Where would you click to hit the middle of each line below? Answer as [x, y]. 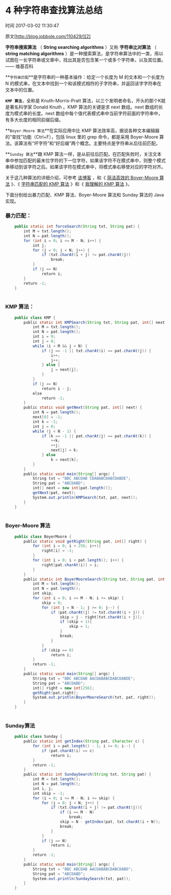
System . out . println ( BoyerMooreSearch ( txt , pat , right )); [94, 697]
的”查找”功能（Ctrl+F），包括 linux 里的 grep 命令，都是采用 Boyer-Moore [82, 137]
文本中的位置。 [21, 90]
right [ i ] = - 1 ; [58, 551]
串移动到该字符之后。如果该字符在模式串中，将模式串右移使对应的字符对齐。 [85, 166]
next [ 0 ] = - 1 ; [47, 417]
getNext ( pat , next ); [54, 493]
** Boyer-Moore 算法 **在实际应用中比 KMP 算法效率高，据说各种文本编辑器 [82, 130]
